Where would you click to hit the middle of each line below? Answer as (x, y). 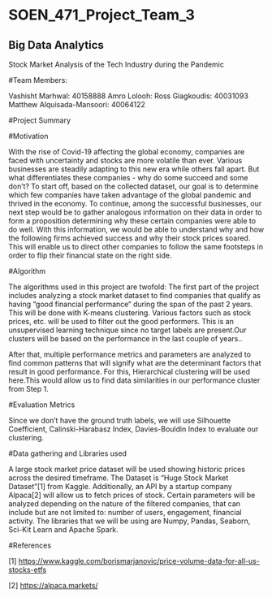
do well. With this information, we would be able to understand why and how (136, 230)
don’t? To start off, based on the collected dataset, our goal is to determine (134, 186)
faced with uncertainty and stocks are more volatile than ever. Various (125, 160)
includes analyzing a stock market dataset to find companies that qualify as (135, 295)
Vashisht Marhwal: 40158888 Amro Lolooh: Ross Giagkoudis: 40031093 (129, 96)
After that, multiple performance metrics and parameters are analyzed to (130, 354)
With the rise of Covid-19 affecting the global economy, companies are (127, 152)
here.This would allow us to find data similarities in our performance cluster (134, 380)
